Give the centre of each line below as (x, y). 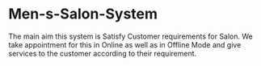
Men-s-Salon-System (83, 14)
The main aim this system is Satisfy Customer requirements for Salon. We (130, 36)
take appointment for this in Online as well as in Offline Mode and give (125, 44)
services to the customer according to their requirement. (103, 53)
